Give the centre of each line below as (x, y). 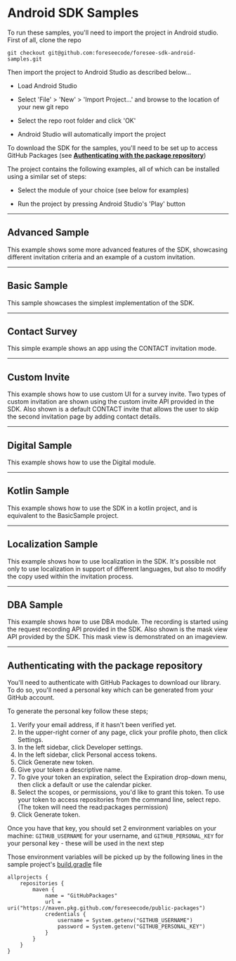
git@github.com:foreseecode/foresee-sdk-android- (122, 53)
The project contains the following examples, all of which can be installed (113, 169)
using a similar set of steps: (47, 176)
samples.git (25, 59)
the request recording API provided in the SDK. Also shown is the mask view (118, 629)
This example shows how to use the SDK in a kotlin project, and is (103, 508)
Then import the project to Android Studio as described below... (99, 72)
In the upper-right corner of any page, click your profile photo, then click (123, 732)
